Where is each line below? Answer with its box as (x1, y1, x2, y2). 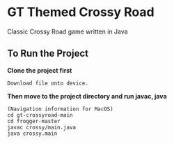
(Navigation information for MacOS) (7, 106, 113, 113)
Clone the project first (7, 66, 72, 74)
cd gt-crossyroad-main (7, 111, 73, 119)
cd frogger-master (7, 117, 61, 124)
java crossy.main (7, 130, 58, 137)
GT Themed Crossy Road (7, 4, 155, 20)
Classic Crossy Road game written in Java (7, 27, 128, 36)
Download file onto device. (7, 80, 89, 87)
